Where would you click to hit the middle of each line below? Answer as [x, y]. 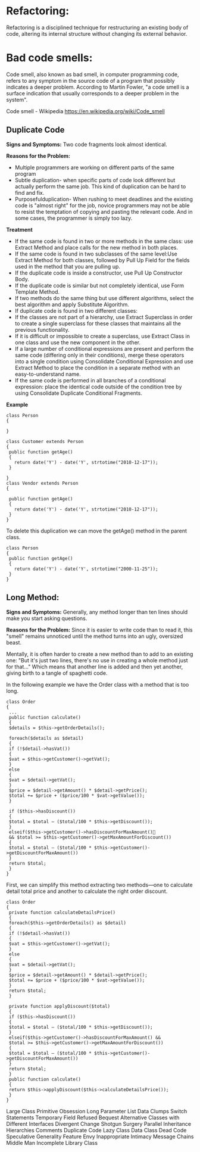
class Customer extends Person [45, 441]
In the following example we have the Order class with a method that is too [98, 684]
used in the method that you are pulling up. [68, 266]
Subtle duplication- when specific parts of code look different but [95, 180]
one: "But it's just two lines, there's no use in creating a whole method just [97, 660]
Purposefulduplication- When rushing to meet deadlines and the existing [104, 199]
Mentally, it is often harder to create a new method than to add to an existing [100, 654]
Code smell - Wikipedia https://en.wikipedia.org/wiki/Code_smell [85, 111]
